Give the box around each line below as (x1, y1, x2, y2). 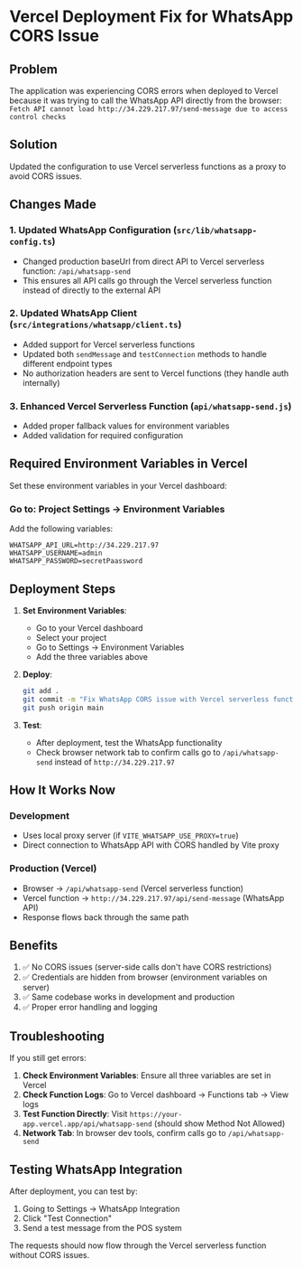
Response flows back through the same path (22, 911, 189, 923)
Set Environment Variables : (22, 606, 128, 616)
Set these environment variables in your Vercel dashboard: (9, 480, 227, 491)
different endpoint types (22, 358, 113, 369)
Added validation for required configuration (22, 430, 184, 441)
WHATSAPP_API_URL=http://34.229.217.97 (9, 540, 160, 550)
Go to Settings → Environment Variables (35, 642, 185, 653)
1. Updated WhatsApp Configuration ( (9, 224, 178, 237)
